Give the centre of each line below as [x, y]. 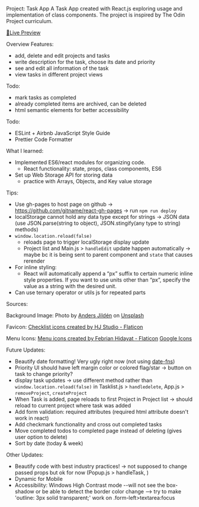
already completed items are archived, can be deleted [81, 104]
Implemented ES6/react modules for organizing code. [80, 162]
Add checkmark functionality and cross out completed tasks [88, 424]
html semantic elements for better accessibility [72, 110]
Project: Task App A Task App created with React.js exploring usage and [94, 9]
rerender [34, 261]
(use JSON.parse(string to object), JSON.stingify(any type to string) [97, 223]
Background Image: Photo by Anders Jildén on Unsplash [75, 315]
